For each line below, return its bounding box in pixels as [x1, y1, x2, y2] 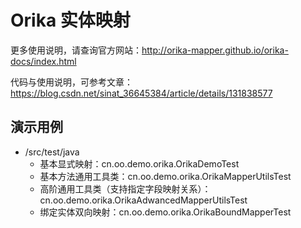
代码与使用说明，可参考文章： [10, 76, 133, 88]
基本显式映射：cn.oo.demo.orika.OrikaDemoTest [39, 157, 240, 170]
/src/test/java [24, 146, 80, 158]
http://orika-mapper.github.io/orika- [141, 44, 289, 56]
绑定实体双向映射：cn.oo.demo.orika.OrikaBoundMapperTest [39, 206, 292, 218]
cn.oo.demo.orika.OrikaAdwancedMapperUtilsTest [39, 194, 248, 206]
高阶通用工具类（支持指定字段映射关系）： [39, 182, 212, 195]
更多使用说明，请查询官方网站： [10, 44, 142, 56]
